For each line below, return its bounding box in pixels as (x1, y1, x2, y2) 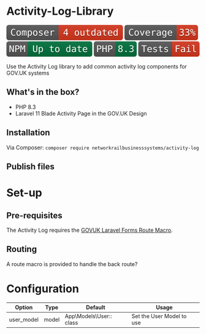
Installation (6, 127, 50, 138)
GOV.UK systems (6, 69, 50, 76)
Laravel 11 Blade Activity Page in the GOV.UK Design (15, 109, 147, 117)
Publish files (6, 161, 55, 172)
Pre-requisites (6, 210, 63, 221)
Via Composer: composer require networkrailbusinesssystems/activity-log (6, 144, 199, 151)
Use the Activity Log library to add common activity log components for (6, 62, 187, 70)
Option (15, 304, 33, 311)
